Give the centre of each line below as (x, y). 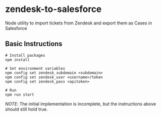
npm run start (20, 95)
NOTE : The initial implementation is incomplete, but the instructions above (80, 104)
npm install (17, 60)
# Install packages (25, 55)
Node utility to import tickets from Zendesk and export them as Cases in (79, 23)
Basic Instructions (34, 44)
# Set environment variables (35, 68)
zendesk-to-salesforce (54, 9)
